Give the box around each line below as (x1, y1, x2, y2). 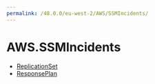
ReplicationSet (16, 62, 58, 70)
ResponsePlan (16, 69, 58, 77)
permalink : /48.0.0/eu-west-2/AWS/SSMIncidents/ (6, 10, 149, 17)
